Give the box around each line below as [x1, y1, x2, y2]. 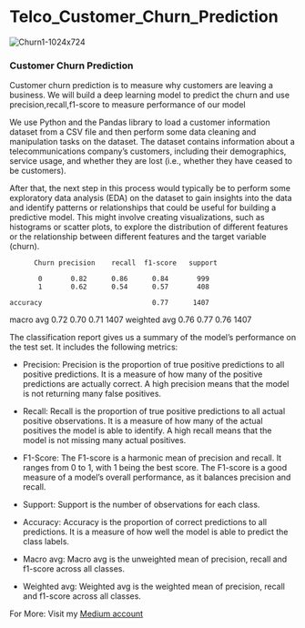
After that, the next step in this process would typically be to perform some [9, 183, 291, 194]
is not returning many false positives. [22, 389, 162, 400]
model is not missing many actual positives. [22, 435, 187, 446]
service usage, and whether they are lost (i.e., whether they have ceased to [9, 156, 293, 167]
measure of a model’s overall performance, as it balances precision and [22, 471, 291, 483]
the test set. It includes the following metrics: [9, 341, 178, 352]
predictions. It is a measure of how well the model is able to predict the [22, 526, 289, 538]
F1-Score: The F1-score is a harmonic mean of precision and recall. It [22, 452, 282, 463]
